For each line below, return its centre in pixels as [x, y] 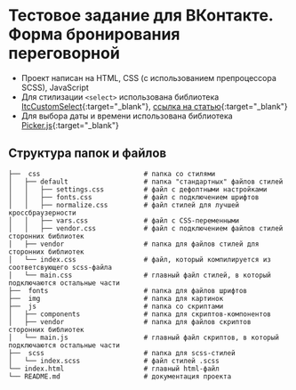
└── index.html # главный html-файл [114, 369]
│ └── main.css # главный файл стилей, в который [140, 275]
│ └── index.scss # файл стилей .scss [114, 361]
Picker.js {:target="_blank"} [70, 125]
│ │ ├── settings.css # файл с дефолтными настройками [138, 189]
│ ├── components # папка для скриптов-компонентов [140, 314]
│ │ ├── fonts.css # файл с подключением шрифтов [134, 197]
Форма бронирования [94, 34]
